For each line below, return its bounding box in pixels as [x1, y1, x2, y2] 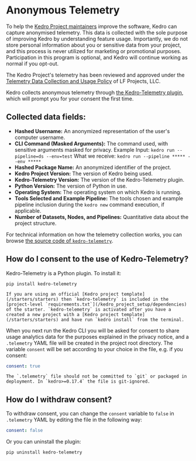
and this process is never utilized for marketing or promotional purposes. [6, 47, 181, 54]
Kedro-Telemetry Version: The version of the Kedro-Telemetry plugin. [14, 176, 184, 183]
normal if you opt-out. [6, 60, 59, 67]
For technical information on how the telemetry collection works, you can [6, 231, 183, 238]
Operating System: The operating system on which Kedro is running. [14, 188, 182, 196]
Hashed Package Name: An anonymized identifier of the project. [14, 164, 171, 171]
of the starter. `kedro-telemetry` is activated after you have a [6, 306, 171, 313]
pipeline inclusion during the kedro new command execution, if [14, 201, 165, 208]
